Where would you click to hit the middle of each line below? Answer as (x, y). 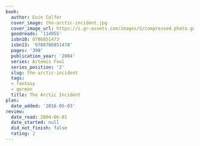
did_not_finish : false (39, 128)
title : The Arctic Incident (46, 95)
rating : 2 (23, 134)
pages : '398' (27, 51)
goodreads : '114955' (36, 34)
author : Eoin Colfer (36, 17)
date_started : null (35, 123)
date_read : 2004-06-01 (39, 117)
